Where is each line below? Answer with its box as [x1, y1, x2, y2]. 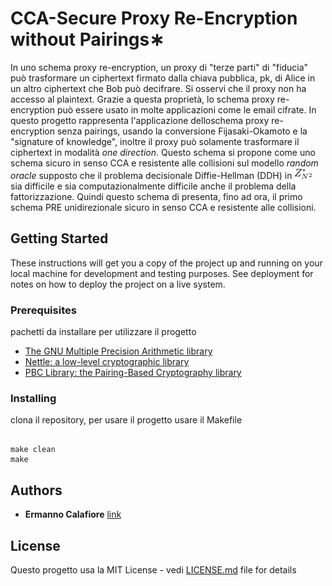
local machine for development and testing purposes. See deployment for [10, 267, 314, 279]
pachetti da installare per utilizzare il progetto [10, 326, 197, 338]
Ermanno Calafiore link [24, 508, 122, 521]
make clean [10, 445, 56, 455]
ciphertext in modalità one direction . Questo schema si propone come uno [10, 146, 316, 158]
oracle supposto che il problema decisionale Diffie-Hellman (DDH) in [10, 169, 293, 181]
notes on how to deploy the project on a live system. [10, 278, 226, 290]
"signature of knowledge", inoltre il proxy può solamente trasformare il [10, 135, 300, 147]
